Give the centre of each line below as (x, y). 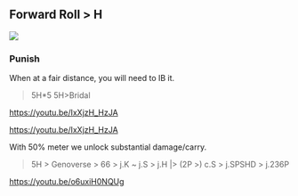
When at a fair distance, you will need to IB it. (92, 78)
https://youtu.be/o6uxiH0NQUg (67, 182)
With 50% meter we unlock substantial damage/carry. (108, 147)
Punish (24, 59)
